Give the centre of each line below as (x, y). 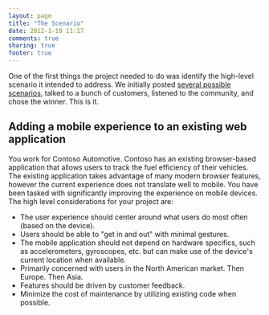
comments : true (34, 38)
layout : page (30, 16)
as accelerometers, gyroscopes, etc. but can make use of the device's (136, 251)
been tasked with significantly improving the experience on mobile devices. (133, 193)
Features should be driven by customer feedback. (102, 285)
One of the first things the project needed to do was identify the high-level (131, 76)
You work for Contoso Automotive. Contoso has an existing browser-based (132, 158)
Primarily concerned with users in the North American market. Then (132, 268)
